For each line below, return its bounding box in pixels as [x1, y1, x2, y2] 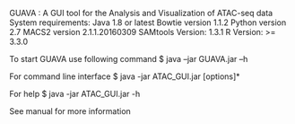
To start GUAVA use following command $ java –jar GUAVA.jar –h [9, 54, 248, 64]
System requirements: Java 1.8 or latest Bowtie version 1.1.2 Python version [9, 17, 287, 28]
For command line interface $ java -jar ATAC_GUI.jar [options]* [9, 71, 240, 82]
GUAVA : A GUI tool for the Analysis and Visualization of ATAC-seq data [9, 8, 273, 18]
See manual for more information [9, 106, 132, 116]
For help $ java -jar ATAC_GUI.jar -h [9, 89, 141, 99]
